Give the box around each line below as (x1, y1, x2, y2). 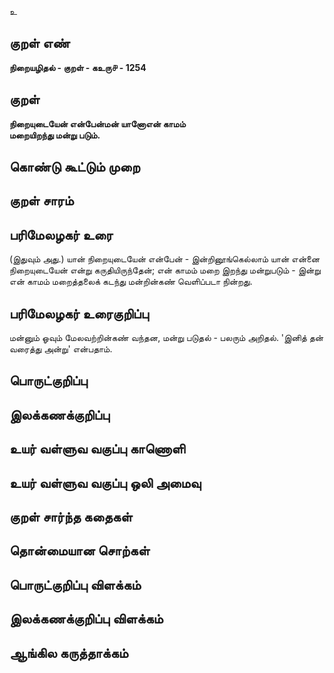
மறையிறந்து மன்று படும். (9, 129, 101, 141)
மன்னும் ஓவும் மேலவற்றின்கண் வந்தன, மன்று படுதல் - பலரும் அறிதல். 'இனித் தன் (9, 332, 324, 344)
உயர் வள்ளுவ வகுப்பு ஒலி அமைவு (9, 474, 202, 491)
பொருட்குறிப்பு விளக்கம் (9, 576, 142, 593)
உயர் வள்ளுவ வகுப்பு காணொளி (9, 441, 186, 458)
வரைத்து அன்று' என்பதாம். (9, 343, 113, 355)
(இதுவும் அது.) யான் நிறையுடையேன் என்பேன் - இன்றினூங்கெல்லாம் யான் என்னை (9, 253, 321, 265)
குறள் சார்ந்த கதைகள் (9, 508, 133, 525)
